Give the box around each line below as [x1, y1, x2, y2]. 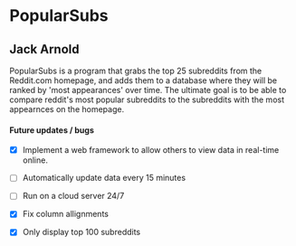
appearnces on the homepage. [9, 104, 125, 114]
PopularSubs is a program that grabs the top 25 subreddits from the [9, 65, 263, 76]
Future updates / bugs [9, 124, 95, 136]
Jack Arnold [9, 42, 80, 57]
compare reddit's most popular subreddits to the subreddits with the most [9, 94, 285, 105]
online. [22, 155, 48, 166]
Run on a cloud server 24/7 [22, 191, 125, 202]
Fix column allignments [22, 209, 109, 220]
